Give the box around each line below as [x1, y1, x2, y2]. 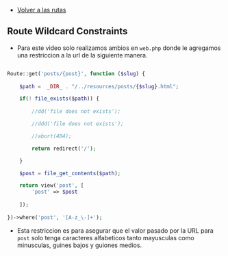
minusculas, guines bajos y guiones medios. [16, 241, 142, 249]
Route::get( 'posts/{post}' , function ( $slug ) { [7, 70, 146, 77]
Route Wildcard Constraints [7, 25, 128, 37]
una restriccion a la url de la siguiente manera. [16, 51, 148, 59]
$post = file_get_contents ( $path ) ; [19, 170, 121, 177]
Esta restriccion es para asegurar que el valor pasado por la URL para [16, 226, 214, 235]
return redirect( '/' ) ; [31, 145, 97, 152]
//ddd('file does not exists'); [31, 120, 125, 127]
